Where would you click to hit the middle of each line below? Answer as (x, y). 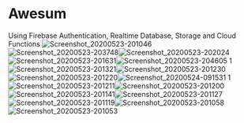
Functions (24, 43)
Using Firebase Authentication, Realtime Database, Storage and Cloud (122, 35)
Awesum (38, 14)
